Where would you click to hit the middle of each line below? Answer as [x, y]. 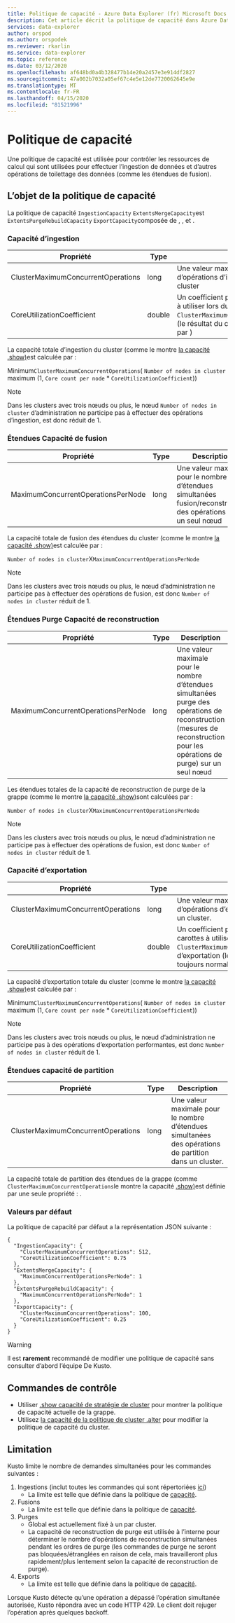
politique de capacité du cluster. [64, 1427]
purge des [193, 701]
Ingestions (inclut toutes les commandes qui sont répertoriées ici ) [112, 1487]
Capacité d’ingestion [43, 238]
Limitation [30, 1449]
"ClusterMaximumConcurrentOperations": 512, [86, 1252]
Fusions [29, 1502]
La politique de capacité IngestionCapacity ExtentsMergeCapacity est [106, 213]
